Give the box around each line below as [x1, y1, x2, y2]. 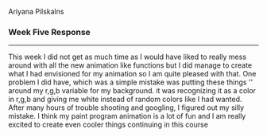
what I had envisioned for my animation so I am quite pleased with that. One [8, 69, 257, 79]
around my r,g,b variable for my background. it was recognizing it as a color [8, 86, 257, 96]
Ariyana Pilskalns [8, 7, 64, 16]
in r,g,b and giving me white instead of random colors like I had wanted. [8, 95, 242, 104]
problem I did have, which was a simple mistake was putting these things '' [8, 77, 253, 87]
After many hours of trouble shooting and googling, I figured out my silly [8, 103, 245, 112]
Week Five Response [8, 26, 91, 37]
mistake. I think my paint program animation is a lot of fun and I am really [8, 112, 246, 121]
